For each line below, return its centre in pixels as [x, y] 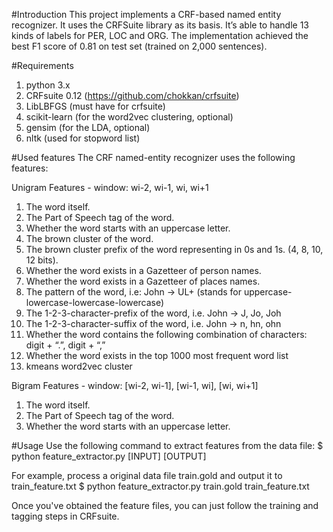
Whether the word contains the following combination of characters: [166, 334]
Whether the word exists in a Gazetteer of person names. [143, 270]
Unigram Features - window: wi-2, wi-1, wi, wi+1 [110, 187]
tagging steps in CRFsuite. [65, 516]
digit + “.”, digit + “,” [65, 345]
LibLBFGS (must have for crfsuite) [95, 106]
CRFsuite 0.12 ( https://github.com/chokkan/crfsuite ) [132, 95]
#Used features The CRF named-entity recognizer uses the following [153, 157]
